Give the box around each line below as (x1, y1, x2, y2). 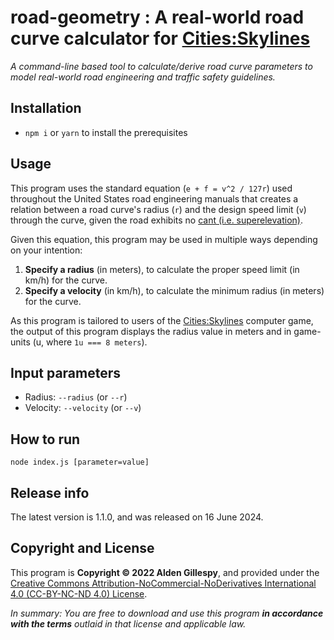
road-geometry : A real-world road (10, 6, 305, 29)
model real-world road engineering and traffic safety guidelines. (10, 71, 276, 83)
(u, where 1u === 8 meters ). (32, 336, 148, 348)
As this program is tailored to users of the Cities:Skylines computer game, (10, 314, 314, 326)
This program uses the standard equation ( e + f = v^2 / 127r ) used (10, 182, 293, 194)
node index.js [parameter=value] (10, 457, 150, 468)
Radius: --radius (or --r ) (24, 391, 128, 403)
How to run (10, 431, 81, 448)
